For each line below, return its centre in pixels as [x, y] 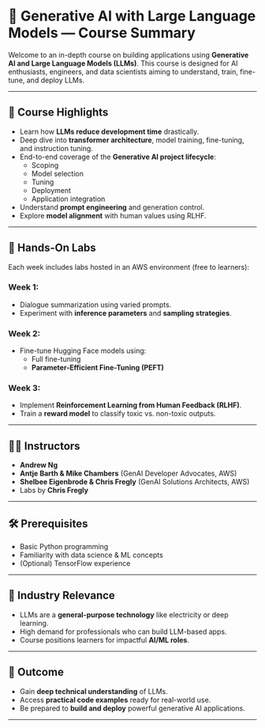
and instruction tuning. [56, 148]
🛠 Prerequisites [48, 523]
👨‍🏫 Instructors [44, 446]
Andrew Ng [39, 465]
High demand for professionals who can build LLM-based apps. [123, 631]
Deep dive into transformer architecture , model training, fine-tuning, [132, 140]
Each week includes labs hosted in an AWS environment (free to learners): [129, 267]
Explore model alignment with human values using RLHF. [113, 215]
